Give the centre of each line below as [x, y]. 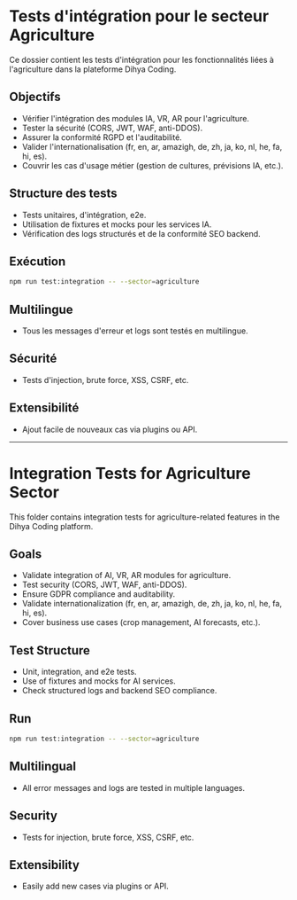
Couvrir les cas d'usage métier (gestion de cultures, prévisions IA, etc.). [152, 165]
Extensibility [44, 865]
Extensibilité [44, 408]
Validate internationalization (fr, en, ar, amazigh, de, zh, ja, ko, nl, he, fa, [152, 604]
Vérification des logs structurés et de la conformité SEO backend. [141, 233]
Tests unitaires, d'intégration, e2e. [84, 215]
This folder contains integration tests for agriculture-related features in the [145, 517]
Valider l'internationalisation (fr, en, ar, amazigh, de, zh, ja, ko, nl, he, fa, [152, 146]
